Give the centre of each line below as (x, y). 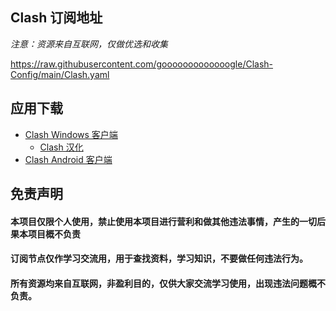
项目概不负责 (54, 234)
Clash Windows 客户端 (71, 134)
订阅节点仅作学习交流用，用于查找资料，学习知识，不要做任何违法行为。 (159, 259)
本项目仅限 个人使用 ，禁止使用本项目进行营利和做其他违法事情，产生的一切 (163, 221)
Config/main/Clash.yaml (60, 74)
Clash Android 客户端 (68, 159)
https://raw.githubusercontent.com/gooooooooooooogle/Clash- (142, 64)
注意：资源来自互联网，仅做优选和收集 (89, 44)
